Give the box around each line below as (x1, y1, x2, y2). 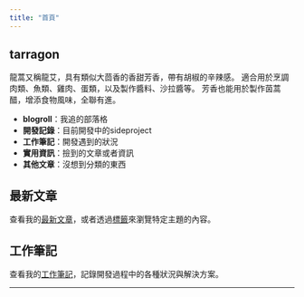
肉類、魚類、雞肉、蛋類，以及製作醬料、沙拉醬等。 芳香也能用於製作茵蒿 (9, 83, 281, 94)
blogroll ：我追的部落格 (22, 114, 109, 125)
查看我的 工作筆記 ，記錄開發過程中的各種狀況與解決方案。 (9, 269, 223, 280)
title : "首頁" (9, 13, 61, 23)
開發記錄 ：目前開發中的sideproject (22, 125, 152, 136)
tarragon (9, 47, 61, 62)
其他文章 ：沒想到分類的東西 (22, 159, 127, 170)
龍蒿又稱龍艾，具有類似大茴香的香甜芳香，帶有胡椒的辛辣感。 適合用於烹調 (9, 72, 290, 82)
